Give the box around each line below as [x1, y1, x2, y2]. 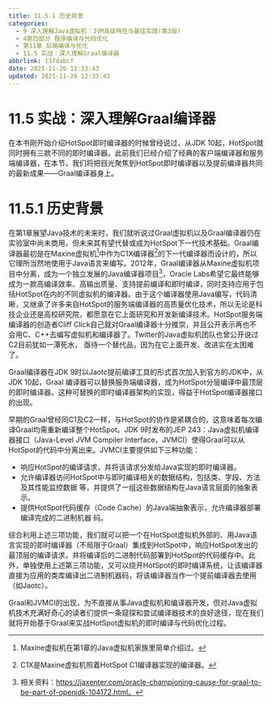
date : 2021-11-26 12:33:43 [8, 65, 100, 73]
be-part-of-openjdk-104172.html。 [19, 687, 136, 697]
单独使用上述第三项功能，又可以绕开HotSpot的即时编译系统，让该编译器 [22, 560, 263, 570]
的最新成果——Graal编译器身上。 [8, 168, 119, 178]
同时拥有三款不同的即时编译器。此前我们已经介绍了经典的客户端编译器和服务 [8, 147, 264, 158]
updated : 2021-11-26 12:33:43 [8, 72, 111, 80]
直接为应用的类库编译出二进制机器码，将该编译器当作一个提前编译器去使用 [8, 570, 257, 580]
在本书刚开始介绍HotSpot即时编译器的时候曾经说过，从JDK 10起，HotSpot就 [8, 138, 264, 147]
